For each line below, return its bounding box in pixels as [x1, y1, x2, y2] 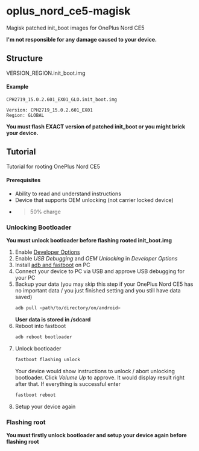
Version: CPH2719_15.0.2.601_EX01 [6, 107, 93, 113]
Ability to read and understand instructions [14, 190, 122, 197]
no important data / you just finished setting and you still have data [14, 287, 181, 294]
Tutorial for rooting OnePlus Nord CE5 [6, 163, 101, 170]
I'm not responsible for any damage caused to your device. [6, 36, 157, 43]
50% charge [30, 208, 62, 215]
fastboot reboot [14, 392, 56, 398]
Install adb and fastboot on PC [14, 261, 90, 269]
